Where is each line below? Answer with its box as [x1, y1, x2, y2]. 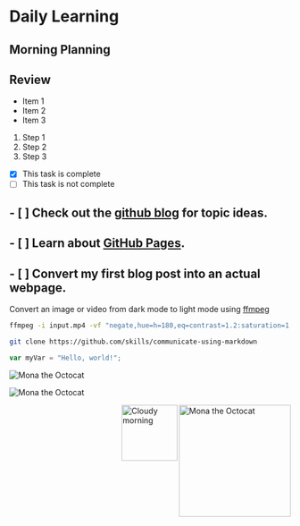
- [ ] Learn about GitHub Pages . [9, 235, 186, 251]
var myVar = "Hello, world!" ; [9, 353, 122, 362]
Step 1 [21, 132, 46, 143]
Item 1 [21, 96, 45, 106]
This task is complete [21, 168, 101, 180]
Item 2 [21, 106, 46, 116]
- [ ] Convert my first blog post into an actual [9, 266, 261, 281]
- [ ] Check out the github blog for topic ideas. [9, 205, 268, 220]
